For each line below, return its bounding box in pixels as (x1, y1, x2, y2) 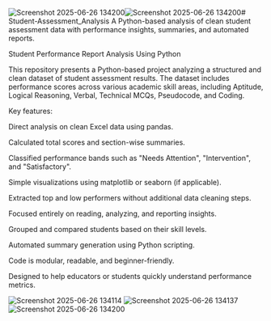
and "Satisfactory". (8, 162, 71, 171)
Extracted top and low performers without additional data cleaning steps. (8, 193, 252, 202)
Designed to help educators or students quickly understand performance (8, 272, 252, 281)
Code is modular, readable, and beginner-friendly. (8, 256, 175, 265)
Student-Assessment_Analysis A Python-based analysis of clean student (8, 16, 252, 26)
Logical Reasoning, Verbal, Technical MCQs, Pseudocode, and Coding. (8, 91, 245, 100)
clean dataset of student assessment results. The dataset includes (8, 74, 231, 82)
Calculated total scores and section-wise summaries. (8, 137, 186, 147)
